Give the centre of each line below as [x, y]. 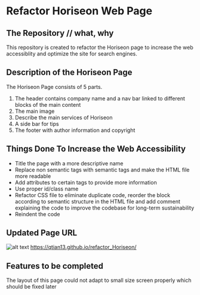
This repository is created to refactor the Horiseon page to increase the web [100, 47]
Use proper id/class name [47, 189]
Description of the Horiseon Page [69, 73]
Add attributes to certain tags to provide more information [86, 182]
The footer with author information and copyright [75, 130]
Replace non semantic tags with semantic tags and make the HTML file [102, 170]
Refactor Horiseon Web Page [79, 11]
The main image [35, 111]
